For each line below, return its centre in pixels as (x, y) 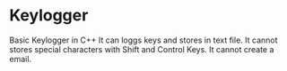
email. (21, 59)
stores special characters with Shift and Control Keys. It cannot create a (142, 49)
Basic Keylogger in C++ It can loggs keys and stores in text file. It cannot (143, 40)
